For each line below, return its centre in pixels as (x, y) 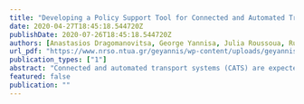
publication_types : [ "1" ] (58, 60)
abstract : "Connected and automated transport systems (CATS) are (137, 69)
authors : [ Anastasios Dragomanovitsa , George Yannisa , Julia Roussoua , (147, 43)
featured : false (40, 77)
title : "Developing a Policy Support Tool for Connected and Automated (147, 18)
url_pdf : (26, 52)
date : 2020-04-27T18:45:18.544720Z (76, 26)
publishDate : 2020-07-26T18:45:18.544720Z (90, 34)
